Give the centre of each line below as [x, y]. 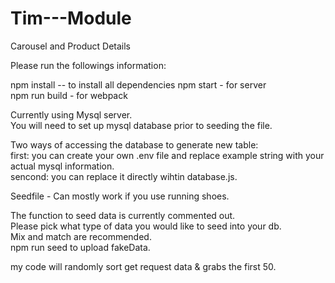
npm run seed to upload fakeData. [80, 247]
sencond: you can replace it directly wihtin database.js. [124, 176]
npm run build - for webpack [69, 95]
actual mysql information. [62, 166]
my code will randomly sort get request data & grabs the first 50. [143, 266]
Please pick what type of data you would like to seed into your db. [146, 226]
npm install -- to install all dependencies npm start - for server [138, 84]
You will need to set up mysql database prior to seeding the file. [141, 125]
